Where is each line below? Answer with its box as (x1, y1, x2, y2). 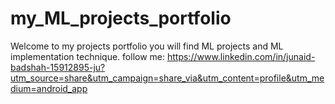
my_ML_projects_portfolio (10, 7, 232, 30)
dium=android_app (10, 82, 88, 94)
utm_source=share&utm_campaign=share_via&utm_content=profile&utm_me (10, 72, 325, 84)
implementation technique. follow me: (10, 50, 166, 62)
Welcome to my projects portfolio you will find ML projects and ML (10, 40, 284, 52)
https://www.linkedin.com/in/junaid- (166, 50, 316, 62)
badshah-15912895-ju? (10, 61, 106, 73)
